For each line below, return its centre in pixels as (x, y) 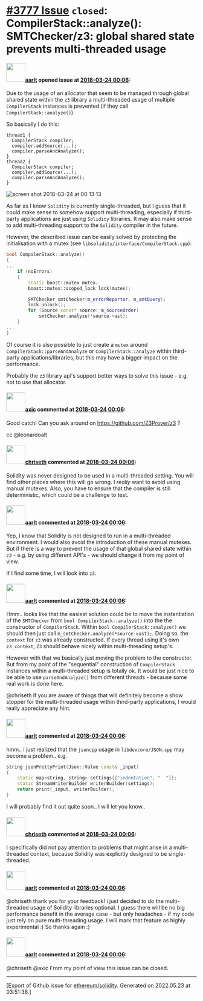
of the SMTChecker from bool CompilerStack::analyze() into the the (89, 620)
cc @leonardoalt (27, 435)
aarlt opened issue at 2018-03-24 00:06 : (78, 80)
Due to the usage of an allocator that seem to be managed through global (98, 93)
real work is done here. (35, 684)
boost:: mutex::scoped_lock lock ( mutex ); (79, 288)
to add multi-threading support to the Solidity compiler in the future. (92, 225)
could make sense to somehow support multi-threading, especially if (92, 212)
